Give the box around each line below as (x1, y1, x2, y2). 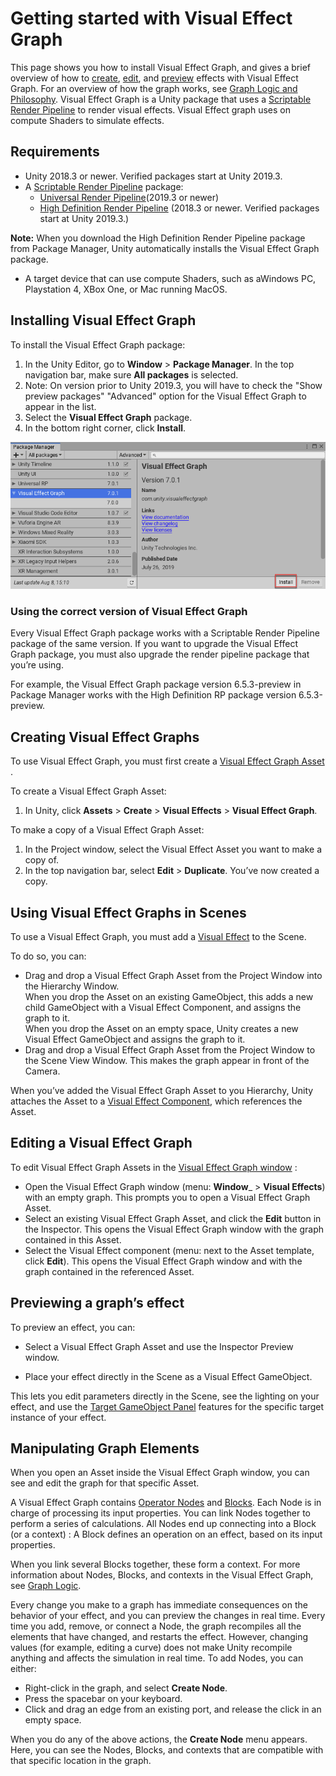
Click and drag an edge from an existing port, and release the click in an (24, 1703, 322, 1716)
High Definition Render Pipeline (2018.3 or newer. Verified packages (39, 202, 320, 214)
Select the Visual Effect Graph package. (24, 411, 193, 423)
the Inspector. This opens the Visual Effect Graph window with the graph (24, 1223, 324, 1235)
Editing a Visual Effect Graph (10, 1135, 193, 1152)
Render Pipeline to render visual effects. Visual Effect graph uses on (10, 103, 291, 116)
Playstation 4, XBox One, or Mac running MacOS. (24, 283, 228, 295)
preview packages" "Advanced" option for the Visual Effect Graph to (24, 390, 307, 402)
